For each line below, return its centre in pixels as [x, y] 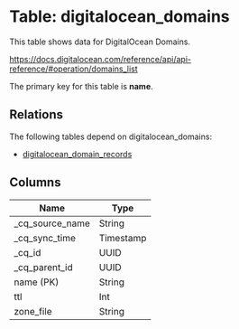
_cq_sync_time [45, 238]
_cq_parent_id [44, 267]
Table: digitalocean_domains [119, 17]
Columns [35, 183]
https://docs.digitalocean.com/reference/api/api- [101, 59]
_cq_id [28, 252]
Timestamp [123, 238]
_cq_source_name [52, 223]
